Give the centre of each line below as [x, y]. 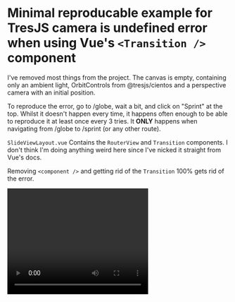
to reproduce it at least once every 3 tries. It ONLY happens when [102, 121]
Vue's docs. [25, 157]
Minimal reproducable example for [110, 13]
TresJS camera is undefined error [107, 28]
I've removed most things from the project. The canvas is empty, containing [117, 77]
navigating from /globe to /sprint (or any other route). [84, 128]
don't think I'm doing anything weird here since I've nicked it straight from [114, 150]
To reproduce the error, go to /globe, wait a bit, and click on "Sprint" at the [115, 106]
